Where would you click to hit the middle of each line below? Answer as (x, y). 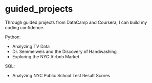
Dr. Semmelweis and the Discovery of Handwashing (65, 51)
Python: (13, 37)
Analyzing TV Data (31, 46)
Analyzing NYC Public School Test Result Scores (61, 75)
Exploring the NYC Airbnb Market (46, 56)
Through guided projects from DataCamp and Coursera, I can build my (76, 22)
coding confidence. (25, 27)
